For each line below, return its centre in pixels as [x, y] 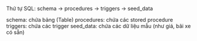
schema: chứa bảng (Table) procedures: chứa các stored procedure [90, 20]
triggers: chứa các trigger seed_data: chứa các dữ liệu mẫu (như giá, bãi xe [98, 26]
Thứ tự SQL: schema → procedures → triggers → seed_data [80, 8]
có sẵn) [16, 32]
